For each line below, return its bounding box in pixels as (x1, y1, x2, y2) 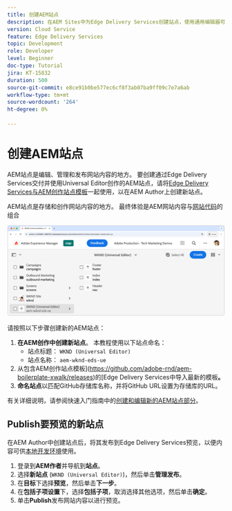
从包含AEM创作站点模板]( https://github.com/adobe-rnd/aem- (17, 364, 192, 373)
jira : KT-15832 (7, 69, 51, 76)
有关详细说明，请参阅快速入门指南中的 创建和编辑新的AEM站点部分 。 (7, 396, 202, 405)
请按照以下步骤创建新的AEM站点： (7, 324, 106, 332)
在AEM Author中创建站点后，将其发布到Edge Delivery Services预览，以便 (7, 438, 217, 446)
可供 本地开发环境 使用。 (12, 447, 80, 455)
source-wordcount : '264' (7, 99, 79, 106)
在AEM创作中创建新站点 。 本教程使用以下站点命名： (17, 338, 166, 346)
